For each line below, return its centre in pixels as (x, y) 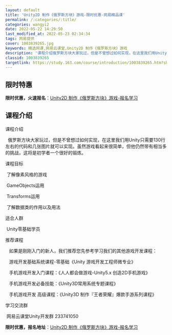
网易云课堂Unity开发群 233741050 (42, 316)
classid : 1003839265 (27, 58)
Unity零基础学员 (23, 229)
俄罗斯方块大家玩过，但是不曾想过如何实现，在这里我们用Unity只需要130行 (86, 140)
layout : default (23, 10)
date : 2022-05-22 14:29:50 (34, 29)
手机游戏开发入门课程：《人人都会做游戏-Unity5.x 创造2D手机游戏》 (80, 272)
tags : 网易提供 (20, 39)
